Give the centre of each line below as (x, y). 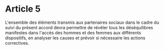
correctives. (17, 43)
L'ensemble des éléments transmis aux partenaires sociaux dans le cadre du (82, 22)
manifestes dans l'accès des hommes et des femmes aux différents (73, 33)
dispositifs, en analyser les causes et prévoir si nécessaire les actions (75, 38)
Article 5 (23, 9)
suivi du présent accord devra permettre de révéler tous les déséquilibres (79, 27)
